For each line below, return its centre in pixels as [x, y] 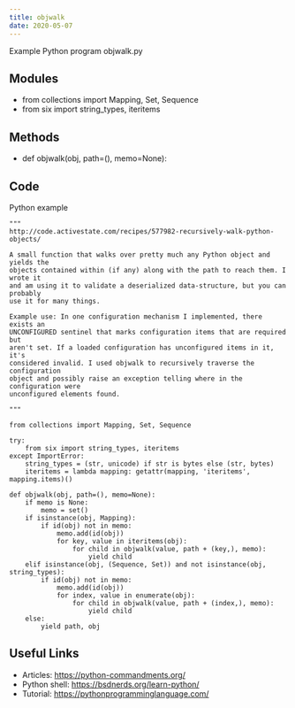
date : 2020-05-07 [41, 26]
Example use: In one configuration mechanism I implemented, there [136, 316]
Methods [34, 137]
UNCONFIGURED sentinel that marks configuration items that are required [148, 332]
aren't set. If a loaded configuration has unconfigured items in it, [142, 347]
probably [25, 293]
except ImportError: [47, 456]
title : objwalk [37, 17]
